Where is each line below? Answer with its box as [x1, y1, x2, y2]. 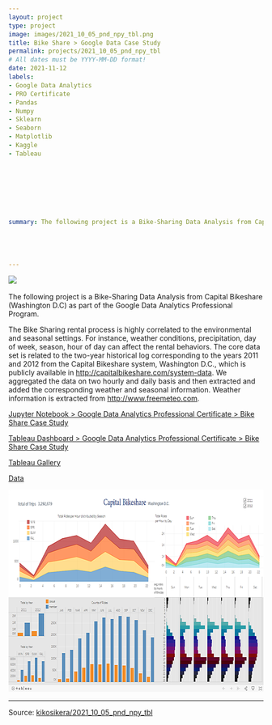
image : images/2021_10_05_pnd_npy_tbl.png [8, 30, 154, 38]
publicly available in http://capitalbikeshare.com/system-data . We [8, 368, 227, 378]
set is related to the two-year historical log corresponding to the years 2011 [8, 350, 259, 360]
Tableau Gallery [8, 458, 61, 468]
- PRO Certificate [8, 90, 70, 98]
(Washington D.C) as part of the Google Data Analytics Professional [8, 300, 233, 311]
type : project [8, 21, 57, 30]
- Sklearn [8, 116, 42, 124]
